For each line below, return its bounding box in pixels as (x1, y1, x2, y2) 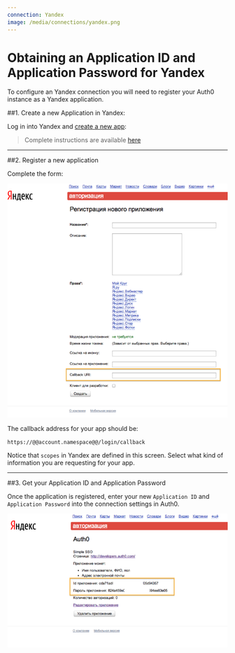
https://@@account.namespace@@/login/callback (7, 439, 145, 446)
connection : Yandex (7, 11, 64, 18)
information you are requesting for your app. (7, 459, 135, 467)
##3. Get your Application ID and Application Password (7, 479, 166, 487)
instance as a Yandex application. (7, 95, 104, 104)
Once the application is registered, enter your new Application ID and (7, 493, 210, 501)
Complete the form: (7, 170, 64, 178)
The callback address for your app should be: (7, 425, 138, 433)
